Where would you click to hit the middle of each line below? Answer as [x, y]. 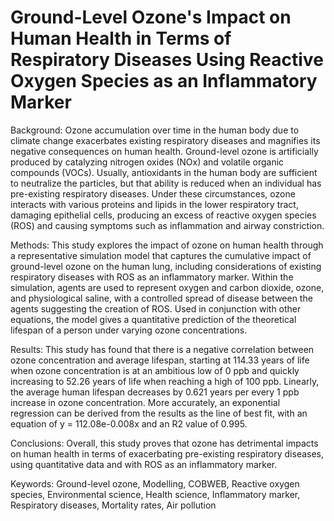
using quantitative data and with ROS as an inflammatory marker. [144, 464]
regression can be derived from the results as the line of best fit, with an [159, 413]
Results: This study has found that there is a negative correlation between [162, 349]
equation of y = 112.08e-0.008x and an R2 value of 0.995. [129, 423]
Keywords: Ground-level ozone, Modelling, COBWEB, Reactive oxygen [155, 483]
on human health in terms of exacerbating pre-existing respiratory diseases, [167, 453]
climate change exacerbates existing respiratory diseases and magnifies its [165, 140]
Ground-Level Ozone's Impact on [151, 17]
